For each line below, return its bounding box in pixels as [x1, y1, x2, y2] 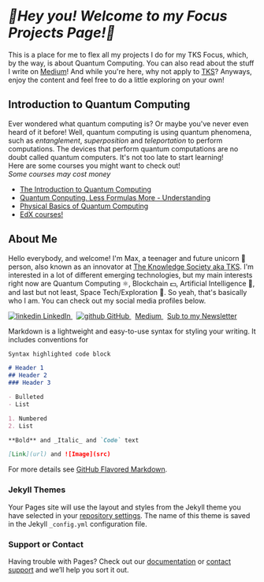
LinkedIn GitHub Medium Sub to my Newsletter [43, 311, 238, 320]
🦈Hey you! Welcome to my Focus [8, 7, 228, 25]
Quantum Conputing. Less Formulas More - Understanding [19, 192, 211, 202]
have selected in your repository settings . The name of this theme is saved [8, 510, 251, 520]
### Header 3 [8, 379, 51, 387]
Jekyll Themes [8, 484, 66, 495]
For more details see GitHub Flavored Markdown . [8, 464, 168, 474]
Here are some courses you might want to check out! [8, 161, 181, 170]
